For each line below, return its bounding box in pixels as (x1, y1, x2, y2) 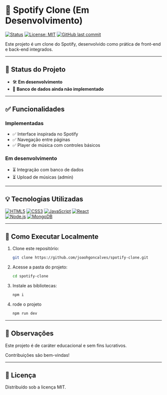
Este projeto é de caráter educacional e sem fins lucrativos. (5, 342, 127, 348)
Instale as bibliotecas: (12, 283, 57, 289)
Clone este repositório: (12, 246, 60, 252)
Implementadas (5, 120, 44, 127)
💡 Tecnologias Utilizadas (5, 195, 83, 203)
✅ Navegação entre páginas (12, 136, 71, 143)
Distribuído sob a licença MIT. (5, 384, 66, 390)
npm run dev (12, 311, 37, 316)
